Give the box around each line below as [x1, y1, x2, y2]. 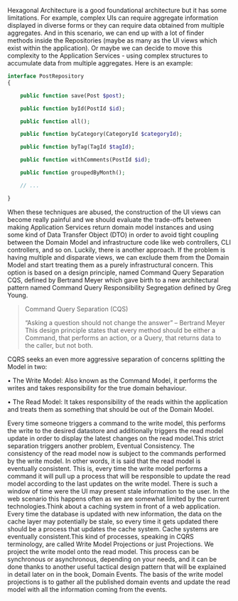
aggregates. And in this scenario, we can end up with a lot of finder [7, 28, 205, 37]
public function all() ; [20, 117, 91, 125]
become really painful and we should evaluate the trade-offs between [7, 215, 212, 223]
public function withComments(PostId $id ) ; [20, 156, 151, 164]
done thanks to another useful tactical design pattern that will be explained [7, 562, 227, 571]
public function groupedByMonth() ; [20, 169, 126, 176]
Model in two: [7, 362, 48, 371]
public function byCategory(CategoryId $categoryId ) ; [20, 131, 183, 138]
